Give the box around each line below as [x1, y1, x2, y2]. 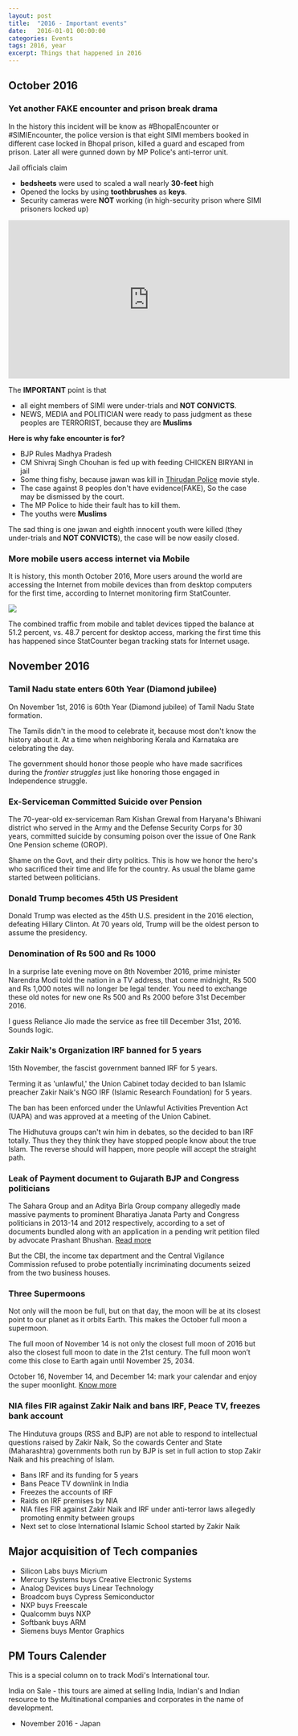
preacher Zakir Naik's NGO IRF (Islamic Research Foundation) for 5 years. [8, 1087, 252, 1097]
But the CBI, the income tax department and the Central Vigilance [8, 1251, 225, 1260]
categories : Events [8, 34, 74, 43]
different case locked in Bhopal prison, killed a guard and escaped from [8, 138, 245, 148]
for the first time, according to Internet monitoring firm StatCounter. [8, 588, 231, 598]
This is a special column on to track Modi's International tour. [8, 1671, 210, 1680]
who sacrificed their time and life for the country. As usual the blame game [8, 864, 255, 873]
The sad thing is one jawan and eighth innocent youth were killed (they [8, 524, 243, 534]
